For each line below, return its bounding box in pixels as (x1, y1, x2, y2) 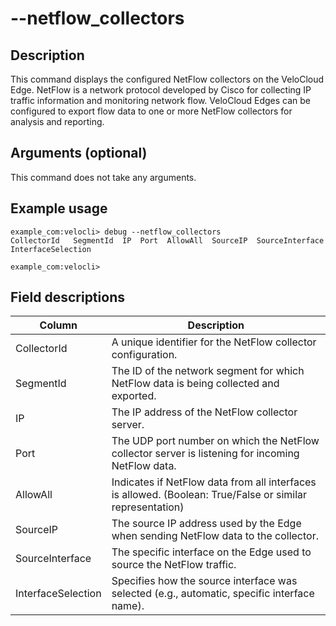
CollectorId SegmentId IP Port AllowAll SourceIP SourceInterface (10, 235, 325, 246)
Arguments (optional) (10, 145, 148, 162)
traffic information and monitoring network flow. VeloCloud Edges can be (10, 95, 311, 106)
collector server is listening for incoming (111, 447, 300, 461)
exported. (111, 389, 157, 403)
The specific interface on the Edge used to (111, 545, 312, 559)
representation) (111, 500, 185, 514)
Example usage (10, 200, 108, 217)
